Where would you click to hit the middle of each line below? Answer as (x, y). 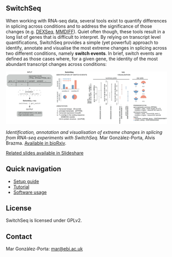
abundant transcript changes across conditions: (56, 64)
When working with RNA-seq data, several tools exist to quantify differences (86, 20)
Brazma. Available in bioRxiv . (36, 143)
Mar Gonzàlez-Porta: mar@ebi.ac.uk (45, 249)
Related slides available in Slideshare (45, 153)
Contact (19, 236)
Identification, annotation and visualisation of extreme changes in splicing (84, 132)
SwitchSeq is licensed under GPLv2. (44, 220)
